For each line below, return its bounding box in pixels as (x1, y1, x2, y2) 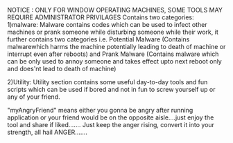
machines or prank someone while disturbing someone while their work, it (7, 28, 218, 36)
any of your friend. (7, 93, 60, 101)
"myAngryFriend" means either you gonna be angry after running (7, 106, 193, 114)
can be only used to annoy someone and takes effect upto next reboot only (7, 57, 222, 65)
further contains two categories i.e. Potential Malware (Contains (7, 35, 190, 44)
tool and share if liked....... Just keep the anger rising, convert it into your (7, 121, 215, 128)
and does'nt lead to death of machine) (7, 65, 116, 73)
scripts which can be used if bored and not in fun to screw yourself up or (7, 86, 216, 93)
